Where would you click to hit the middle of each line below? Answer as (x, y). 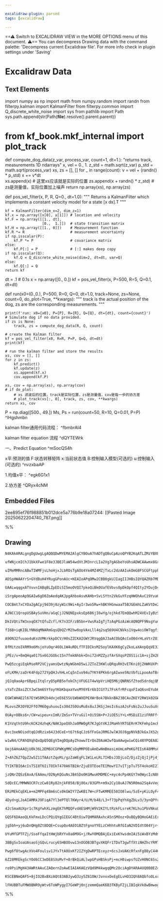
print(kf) (15, 343)
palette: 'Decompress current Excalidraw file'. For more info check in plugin (80, 47)
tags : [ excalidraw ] (25, 18)
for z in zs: (18, 360)
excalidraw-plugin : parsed (32, 14)
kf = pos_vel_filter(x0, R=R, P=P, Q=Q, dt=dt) (54, 339)
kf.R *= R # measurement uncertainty (65, 232)
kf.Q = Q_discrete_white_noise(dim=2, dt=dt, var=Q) (68, 258)
